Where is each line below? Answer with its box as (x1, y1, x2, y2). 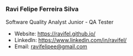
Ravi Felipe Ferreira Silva (5, 5, 79, 13)
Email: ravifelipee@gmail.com (14, 43, 87, 50)
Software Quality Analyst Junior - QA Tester (5, 19, 114, 26)
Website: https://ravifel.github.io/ (14, 30, 96, 37)
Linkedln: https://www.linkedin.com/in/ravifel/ (14, 37, 127, 44)
